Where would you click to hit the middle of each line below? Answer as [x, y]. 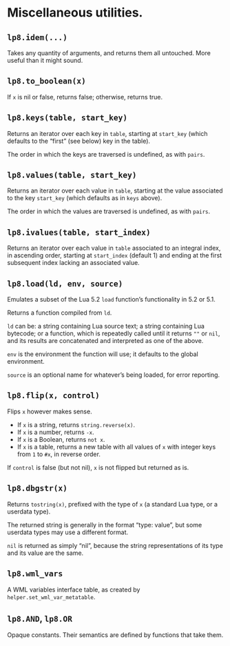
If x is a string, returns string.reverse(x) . [76, 424]
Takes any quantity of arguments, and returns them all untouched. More [109, 53]
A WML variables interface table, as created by [74, 589]
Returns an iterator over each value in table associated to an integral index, [114, 248]
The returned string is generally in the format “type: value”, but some [105, 525]
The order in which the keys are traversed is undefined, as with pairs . [106, 154]
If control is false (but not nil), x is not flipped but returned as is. [98, 467]
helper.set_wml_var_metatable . [51, 597]
